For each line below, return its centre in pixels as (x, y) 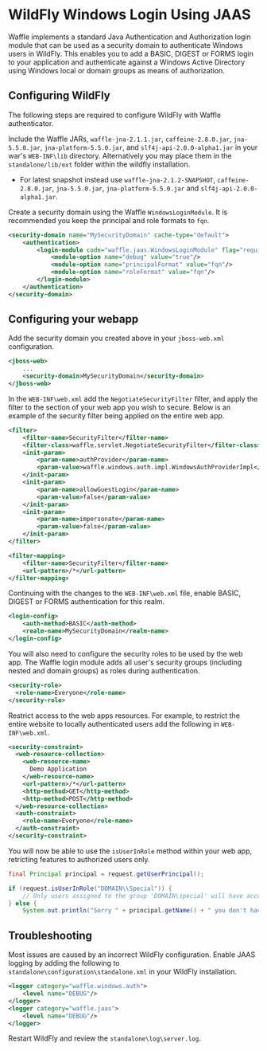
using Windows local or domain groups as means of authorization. (116, 70)
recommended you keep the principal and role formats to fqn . (109, 220)
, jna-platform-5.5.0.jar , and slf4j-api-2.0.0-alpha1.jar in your (149, 147)
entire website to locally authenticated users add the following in (114, 724)
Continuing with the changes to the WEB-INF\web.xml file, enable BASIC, (125, 593)
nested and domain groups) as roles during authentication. (104, 670)
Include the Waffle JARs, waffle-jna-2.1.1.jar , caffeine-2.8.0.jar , (120, 139)
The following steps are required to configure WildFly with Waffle (114, 115)
